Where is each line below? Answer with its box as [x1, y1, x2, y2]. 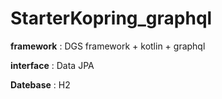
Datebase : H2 [10, 78, 71, 91]
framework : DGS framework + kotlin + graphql [10, 40, 206, 52]
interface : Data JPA [10, 59, 95, 71]
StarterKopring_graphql [10, 7, 213, 30]
